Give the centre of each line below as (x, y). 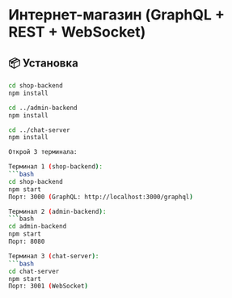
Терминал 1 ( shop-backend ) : (56, 167)
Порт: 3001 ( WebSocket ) (49, 286)
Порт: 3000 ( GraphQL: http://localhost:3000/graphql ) (101, 197)
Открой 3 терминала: (43, 152)
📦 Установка (43, 63)
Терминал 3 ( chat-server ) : (54, 256)
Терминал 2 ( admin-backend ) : (57, 211)
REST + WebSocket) (77, 32)
